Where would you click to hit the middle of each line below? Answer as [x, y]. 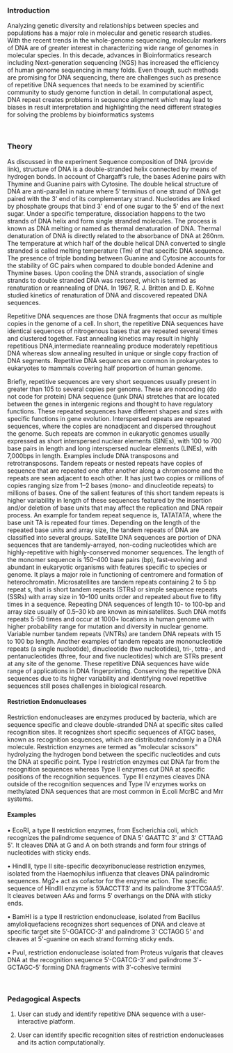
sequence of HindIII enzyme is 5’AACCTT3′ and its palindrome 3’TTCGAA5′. [115, 888]
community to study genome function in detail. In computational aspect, [110, 92]
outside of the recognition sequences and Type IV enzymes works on [107, 783]
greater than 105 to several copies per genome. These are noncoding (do [112, 389]
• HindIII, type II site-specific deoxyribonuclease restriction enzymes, [107, 866]
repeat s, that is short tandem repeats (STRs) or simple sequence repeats [112, 589]
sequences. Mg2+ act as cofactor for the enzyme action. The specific [107, 881]
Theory [20, 147]
